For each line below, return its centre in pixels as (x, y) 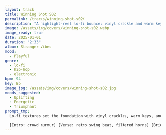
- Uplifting (22, 97)
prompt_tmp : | (20, 111)
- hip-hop (20, 70)
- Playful (20, 56)
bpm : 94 (13, 79)
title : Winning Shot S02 (31, 14)
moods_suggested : (23, 93)
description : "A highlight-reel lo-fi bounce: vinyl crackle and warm (79, 24)
